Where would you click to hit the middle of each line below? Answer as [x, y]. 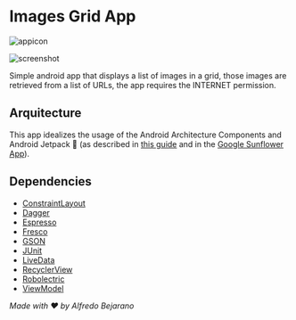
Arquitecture [45, 113]
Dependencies [50, 181]
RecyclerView [47, 269]
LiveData [38, 259]
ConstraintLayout [54, 203]
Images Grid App [73, 16]
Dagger [36, 212]
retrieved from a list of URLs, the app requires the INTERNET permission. [143, 85]
